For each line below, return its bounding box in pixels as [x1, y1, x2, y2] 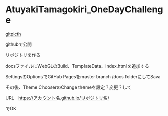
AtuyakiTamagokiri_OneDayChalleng [5, 4, 163, 15]
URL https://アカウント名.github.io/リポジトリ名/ [5, 95, 110, 101]
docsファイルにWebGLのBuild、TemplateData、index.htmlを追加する [5, 63, 149, 69]
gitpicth [5, 31, 21, 37]
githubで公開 [5, 41, 32, 47]
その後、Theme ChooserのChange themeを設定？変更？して [5, 84, 132, 90]
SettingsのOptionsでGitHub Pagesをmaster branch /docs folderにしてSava [5, 73, 161, 79]
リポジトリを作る [5, 52, 41, 58]
